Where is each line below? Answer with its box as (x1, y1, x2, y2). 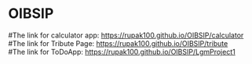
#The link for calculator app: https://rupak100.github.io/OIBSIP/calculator (8, 30, 244, 40)
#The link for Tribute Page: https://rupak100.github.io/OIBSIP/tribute (8, 38, 228, 48)
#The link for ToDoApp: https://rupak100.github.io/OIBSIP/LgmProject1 (8, 47, 236, 56)
